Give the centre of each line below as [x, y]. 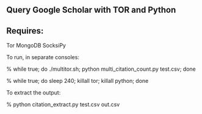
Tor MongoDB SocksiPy [36, 46]
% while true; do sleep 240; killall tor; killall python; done [78, 81]
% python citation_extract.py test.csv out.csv [63, 105]
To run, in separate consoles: [43, 57]
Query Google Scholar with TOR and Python [91, 10]
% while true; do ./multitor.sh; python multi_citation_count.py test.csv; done [101, 69]
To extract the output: [34, 93]
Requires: [25, 31]
